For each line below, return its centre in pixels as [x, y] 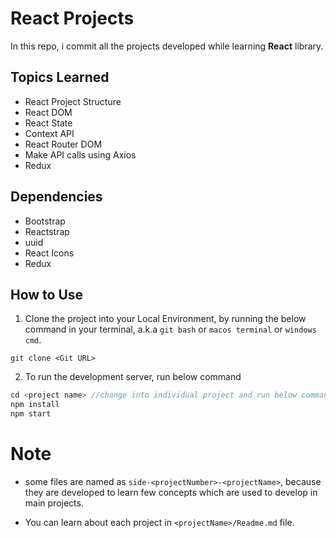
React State [48, 123]
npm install [35, 405]
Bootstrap [45, 221]
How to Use [47, 294]
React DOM [48, 112]
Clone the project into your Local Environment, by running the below [165, 319]
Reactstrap [47, 231]
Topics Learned [60, 77]
